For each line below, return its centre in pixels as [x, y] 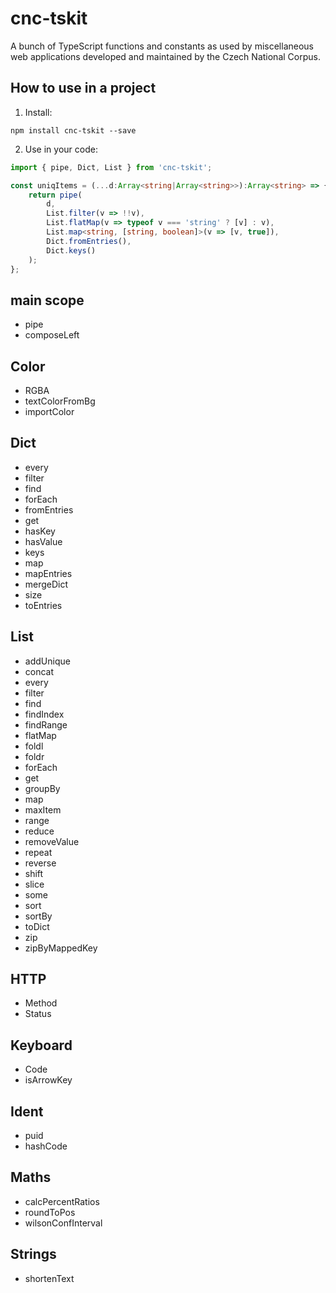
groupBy [42, 788]
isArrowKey [48, 1080]
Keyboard [41, 1045]
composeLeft [52, 335]
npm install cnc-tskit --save [73, 130]
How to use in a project [83, 88]
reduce [39, 831]
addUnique [47, 661]
